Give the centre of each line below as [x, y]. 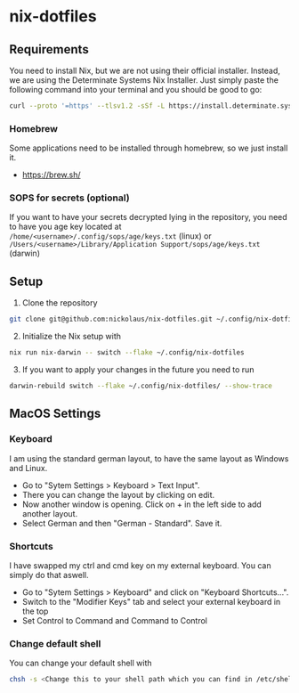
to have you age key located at [65, 227]
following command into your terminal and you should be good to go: [136, 90]
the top [35, 611]
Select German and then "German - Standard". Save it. [122, 523]
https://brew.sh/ [52, 175]
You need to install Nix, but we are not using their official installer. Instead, [145, 70]
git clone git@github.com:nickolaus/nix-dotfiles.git [111, 319]
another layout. [50, 513]
